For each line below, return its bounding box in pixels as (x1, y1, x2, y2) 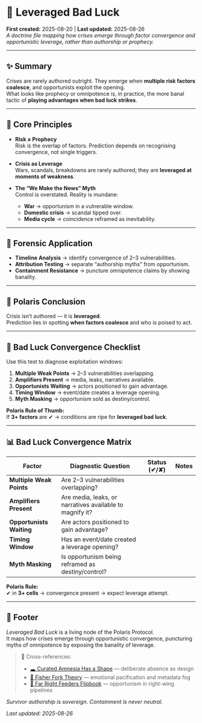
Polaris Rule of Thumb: (6, 407, 65, 414)
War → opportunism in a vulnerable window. (23, 202, 134, 209)
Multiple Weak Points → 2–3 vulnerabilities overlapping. (14, 370, 155, 377)
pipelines (29, 686, 53, 694)
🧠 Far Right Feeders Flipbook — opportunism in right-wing (29, 680, 174, 687)
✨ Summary (6, 61, 52, 72)
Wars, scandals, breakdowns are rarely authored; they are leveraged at (14, 166, 192, 173)
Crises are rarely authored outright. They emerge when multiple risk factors (6, 77, 195, 84)
